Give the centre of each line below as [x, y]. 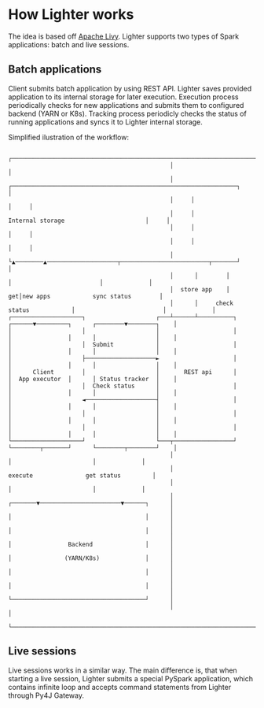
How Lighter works [71, 15]
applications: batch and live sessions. [69, 44]
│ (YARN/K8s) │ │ [91, 558]
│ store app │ [200, 289]
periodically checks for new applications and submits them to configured [126, 105]
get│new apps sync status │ [86, 296]
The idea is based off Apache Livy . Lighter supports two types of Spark [124, 36]
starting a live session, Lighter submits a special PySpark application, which [131, 678]
